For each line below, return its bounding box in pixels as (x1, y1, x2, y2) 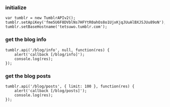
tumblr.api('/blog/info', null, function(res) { (5, 47, 110, 52)
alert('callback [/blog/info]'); (14, 52, 85, 57)
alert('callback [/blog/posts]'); (14, 88, 87, 93)
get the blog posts (5, 72, 51, 79)
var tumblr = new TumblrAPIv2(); (5, 16, 76, 21)
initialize (5, 4, 27, 11)
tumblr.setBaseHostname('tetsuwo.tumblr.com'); (5, 24, 108, 29)
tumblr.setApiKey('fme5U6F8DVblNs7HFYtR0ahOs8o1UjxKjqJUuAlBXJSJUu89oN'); (5, 20, 166, 25)
